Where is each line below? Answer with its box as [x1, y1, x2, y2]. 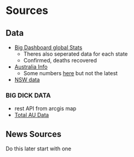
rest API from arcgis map [14, 105, 77, 112]
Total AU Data [14, 112, 49, 119]
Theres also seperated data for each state [23, 50, 128, 58]
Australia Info [14, 63, 48, 70]
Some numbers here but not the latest [23, 70, 118, 76]
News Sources [5, 129, 62, 139]
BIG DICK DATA [5, 91, 51, 99]
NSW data [14, 76, 40, 83]
